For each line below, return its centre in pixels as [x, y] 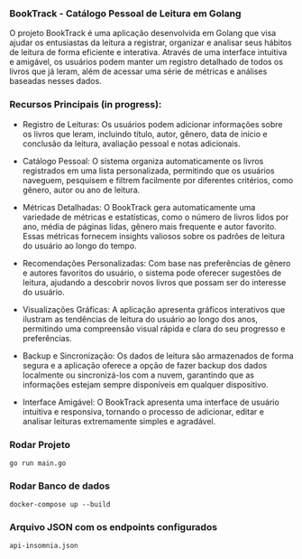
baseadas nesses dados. [55, 81]
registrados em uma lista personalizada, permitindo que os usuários [148, 171]
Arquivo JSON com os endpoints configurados [114, 527]
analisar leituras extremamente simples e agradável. [119, 421]
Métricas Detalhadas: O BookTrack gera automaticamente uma [139, 207]
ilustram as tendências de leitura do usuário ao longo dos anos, [140, 319]
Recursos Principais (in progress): [86, 105]
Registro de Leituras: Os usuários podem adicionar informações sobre [152, 124]
